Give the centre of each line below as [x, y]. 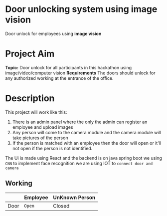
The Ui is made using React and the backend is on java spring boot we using [84, 158]
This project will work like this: [36, 112]
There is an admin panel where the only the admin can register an [80, 122]
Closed [61, 206]
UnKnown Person [74, 197]
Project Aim [30, 54]
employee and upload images [43, 127]
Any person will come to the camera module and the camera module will [86, 132]
